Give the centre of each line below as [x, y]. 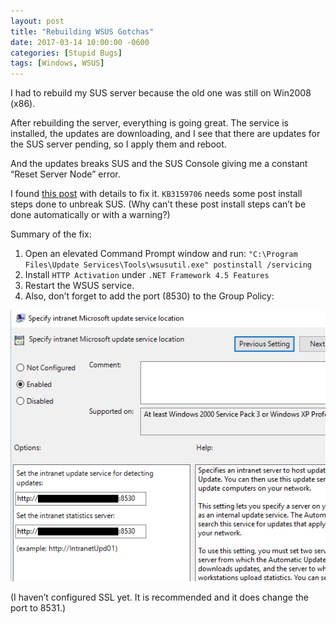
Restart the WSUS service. [79, 286]
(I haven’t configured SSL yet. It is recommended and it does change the [159, 597]
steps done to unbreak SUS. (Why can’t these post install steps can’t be [158, 204]
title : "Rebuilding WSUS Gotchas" [82, 31]
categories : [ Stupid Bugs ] [66, 53]
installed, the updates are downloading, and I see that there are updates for [165, 134]
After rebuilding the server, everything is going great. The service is [149, 123]
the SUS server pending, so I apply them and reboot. [118, 144]
